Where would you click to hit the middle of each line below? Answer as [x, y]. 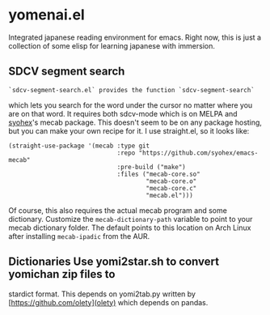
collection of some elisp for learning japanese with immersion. [112, 45]
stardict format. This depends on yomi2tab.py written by [102, 294]
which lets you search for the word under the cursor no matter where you [131, 105]
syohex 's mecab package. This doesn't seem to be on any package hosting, [135, 122]
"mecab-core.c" [171, 188]
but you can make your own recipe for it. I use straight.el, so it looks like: [129, 130]
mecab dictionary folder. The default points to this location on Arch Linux [130, 228]
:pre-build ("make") [151, 167]
